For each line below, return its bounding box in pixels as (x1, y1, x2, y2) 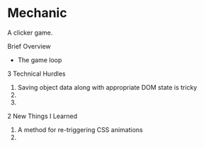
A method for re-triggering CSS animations (17, 125, 143, 134)
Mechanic (7, 5, 67, 21)
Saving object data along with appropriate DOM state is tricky (17, 83, 198, 91)
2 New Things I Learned (7, 112, 78, 120)
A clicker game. (7, 28, 53, 37)
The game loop (17, 55, 62, 64)
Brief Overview (7, 42, 51, 50)
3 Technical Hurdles (7, 69, 66, 78)
